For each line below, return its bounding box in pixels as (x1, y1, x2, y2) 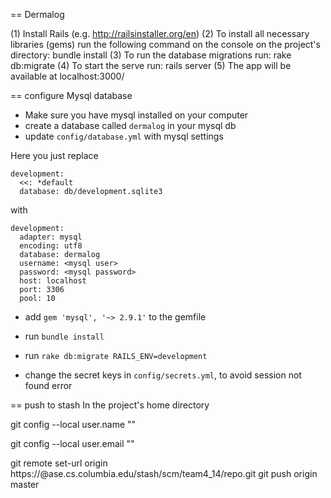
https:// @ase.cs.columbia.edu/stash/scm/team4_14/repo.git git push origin (10, 468, 318, 479)
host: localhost (19, 276, 87, 286)
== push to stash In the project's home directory (10, 399, 210, 411)
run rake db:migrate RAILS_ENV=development (24, 350, 208, 361)
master (10, 479, 40, 490)
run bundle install (24, 330, 105, 342)
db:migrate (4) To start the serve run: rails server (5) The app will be (10, 60, 292, 71)
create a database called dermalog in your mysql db (24, 120, 237, 131)
